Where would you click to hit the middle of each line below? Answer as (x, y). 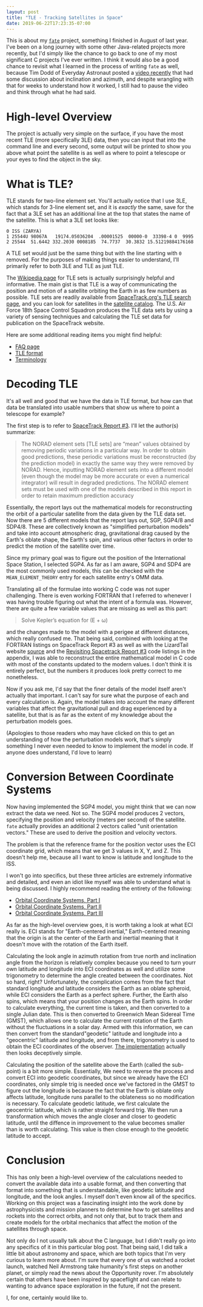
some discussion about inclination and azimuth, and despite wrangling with (100, 79)
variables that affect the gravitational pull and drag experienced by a (92, 708)
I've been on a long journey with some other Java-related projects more (96, 47)
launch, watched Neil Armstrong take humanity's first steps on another (95, 1267)
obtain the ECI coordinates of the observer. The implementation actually (96, 1047)
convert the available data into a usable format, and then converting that (96, 1184)
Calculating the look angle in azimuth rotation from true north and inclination (101, 956)
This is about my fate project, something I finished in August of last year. (97, 41)
